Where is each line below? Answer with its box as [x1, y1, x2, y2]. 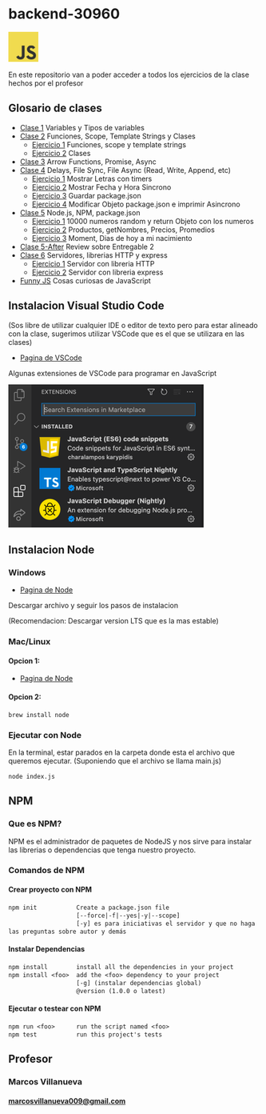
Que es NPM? [8, 818, 62, 829]
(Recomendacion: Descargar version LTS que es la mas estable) [8, 616, 220, 626]
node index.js [8, 772, 56, 780]
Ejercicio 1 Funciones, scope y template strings [31, 139, 186, 149]
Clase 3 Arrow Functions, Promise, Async [19, 157, 157, 166]
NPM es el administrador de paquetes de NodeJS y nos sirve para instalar [8, 836, 252, 846]
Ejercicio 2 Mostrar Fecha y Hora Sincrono [31, 182, 172, 192]
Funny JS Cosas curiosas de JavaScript [19, 275, 152, 285]
